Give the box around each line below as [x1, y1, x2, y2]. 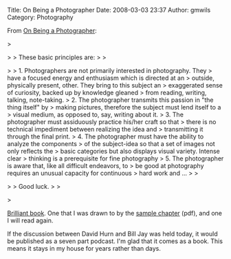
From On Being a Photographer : [7, 27, 98, 34]
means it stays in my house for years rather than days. [7, 245, 162, 252]
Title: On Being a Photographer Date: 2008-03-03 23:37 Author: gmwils [7, 6, 211, 14]
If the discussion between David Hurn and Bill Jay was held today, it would [7, 230, 218, 238]
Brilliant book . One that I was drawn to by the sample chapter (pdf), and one [7, 209, 222, 217]
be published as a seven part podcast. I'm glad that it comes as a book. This [7, 237, 223, 245]
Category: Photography [7, 13, 74, 21]
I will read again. [7, 216, 54, 225]
